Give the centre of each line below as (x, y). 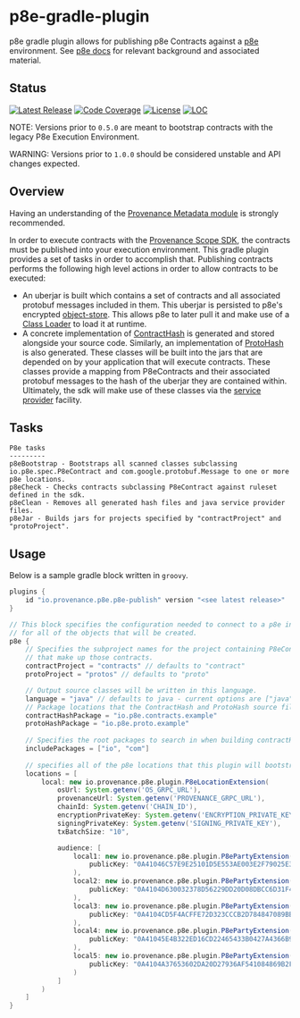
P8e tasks (28, 449)
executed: (28, 278)
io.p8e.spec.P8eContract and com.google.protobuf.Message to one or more (150, 472)
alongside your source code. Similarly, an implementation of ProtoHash (153, 342)
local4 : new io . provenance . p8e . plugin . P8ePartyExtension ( (183, 931)
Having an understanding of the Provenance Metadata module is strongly (144, 213)
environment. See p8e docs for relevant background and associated (134, 50)
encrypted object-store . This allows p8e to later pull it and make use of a (156, 314)
